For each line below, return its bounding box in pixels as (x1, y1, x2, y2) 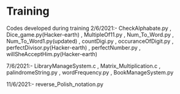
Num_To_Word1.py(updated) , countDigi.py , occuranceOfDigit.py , (6, 37, 174, 45)
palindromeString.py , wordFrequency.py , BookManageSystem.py (6, 68, 174, 76)
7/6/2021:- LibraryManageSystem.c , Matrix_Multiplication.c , (6, 62, 161, 70)
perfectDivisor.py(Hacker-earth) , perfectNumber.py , (6, 44, 141, 51)
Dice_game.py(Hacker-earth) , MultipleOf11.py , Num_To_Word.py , (6, 31, 174, 38)
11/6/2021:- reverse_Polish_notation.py (6, 81, 104, 88)
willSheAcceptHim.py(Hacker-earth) (6, 50, 98, 57)
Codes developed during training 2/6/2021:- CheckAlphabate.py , (6, 24, 171, 32)
